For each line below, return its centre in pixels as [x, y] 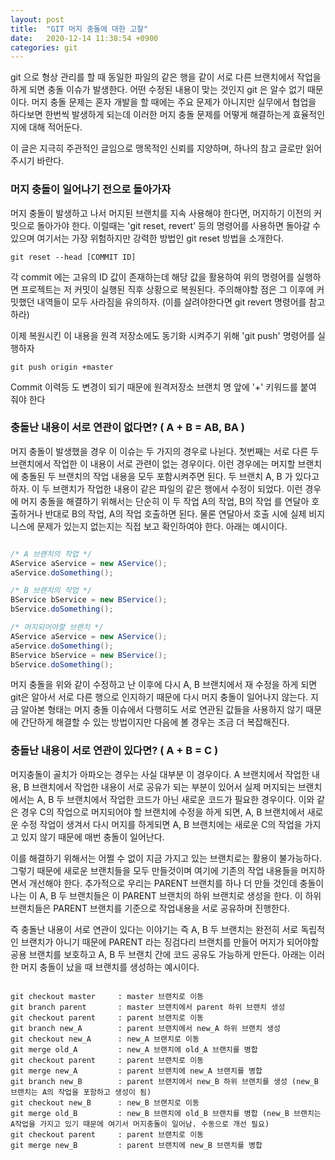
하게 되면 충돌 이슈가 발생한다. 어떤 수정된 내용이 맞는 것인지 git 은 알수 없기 [158, 90]
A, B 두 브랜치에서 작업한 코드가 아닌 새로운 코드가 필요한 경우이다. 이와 [175, 799]
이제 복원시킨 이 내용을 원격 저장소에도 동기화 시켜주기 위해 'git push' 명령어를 [163, 335]
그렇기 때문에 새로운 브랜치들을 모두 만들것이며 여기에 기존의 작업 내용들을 [154, 870]
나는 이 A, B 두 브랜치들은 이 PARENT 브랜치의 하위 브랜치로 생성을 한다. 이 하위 [166, 895]
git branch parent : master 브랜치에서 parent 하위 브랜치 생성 [148, 1007]
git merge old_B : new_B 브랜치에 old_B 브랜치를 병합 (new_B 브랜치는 [166, 1113]
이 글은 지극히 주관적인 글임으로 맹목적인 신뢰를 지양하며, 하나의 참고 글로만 [157, 148]
